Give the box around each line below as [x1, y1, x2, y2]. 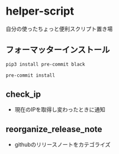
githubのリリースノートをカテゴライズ [14, 141, 111, 149]
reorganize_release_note [5, 124, 103, 135]
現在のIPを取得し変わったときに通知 [14, 106, 106, 113]
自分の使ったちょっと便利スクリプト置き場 [5, 25, 113, 32]
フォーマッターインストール [5, 44, 110, 55]
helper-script [5, 4, 74, 18]
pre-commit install [5, 72, 56, 79]
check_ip [5, 89, 41, 99]
